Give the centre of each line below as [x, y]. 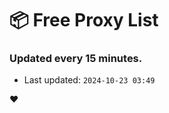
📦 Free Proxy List [84, 20]
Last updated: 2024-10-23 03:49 [89, 80]
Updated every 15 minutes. [76, 59]
